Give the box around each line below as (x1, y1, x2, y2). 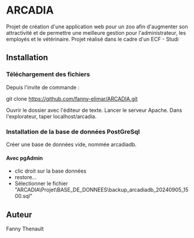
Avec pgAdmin (6, 154, 43, 161)
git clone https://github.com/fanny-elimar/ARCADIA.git (6, 95, 138, 102)
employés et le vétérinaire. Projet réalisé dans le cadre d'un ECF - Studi (6, 35, 179, 42)
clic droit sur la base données (14, 167, 86, 174)
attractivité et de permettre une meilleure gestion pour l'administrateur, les (6, 29, 186, 36)
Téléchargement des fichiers (6, 70, 90, 78)
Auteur (6, 210, 32, 220)
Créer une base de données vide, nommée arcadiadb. (6, 141, 137, 148)
